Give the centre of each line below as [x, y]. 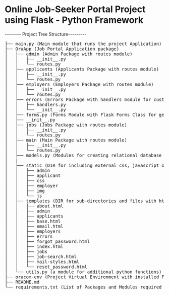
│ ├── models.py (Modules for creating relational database [83, 155]
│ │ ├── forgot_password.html [47, 241]
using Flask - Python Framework [74, 20]
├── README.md [22, 282]
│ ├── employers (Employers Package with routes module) [79, 84]
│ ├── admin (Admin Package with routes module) [69, 54]
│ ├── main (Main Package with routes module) [66, 140]
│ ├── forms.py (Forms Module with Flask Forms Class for [81, 115]
